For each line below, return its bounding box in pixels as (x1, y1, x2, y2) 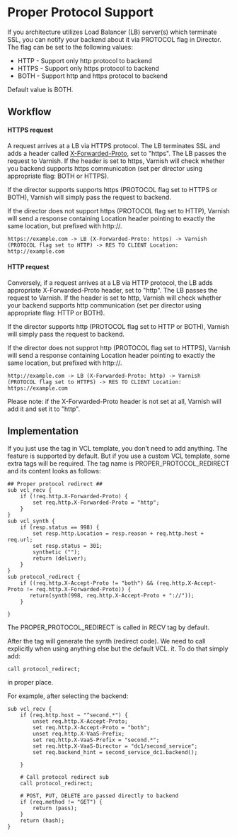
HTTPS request (7, 125, 54, 134)
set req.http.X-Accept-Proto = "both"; (33, 724, 151, 731)
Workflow (7, 106, 52, 118)
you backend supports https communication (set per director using (7, 164, 203, 172)
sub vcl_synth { (7, 517, 55, 524)
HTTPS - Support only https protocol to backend (17, 64, 159, 72)
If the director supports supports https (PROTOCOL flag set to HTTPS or (7, 185, 218, 193)
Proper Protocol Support (7, 4, 154, 21)
